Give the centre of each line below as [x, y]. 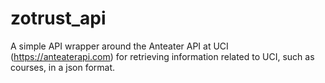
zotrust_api [58, 18]
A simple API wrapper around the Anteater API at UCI [119, 46]
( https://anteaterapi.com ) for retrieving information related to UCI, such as [162, 56]
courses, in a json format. [63, 67]
